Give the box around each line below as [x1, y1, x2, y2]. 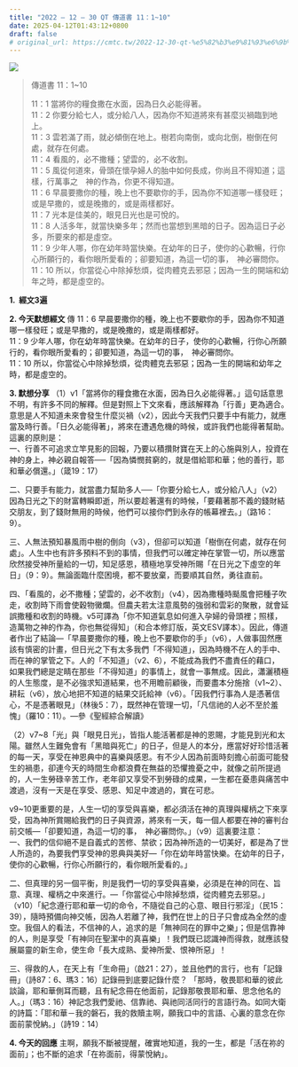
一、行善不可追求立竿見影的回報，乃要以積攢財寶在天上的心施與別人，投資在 [9, 443, 289, 454]
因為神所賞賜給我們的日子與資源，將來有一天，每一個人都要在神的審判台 [24, 815, 289, 826]
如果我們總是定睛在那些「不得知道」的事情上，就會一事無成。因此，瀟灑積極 [9, 666, 289, 677]
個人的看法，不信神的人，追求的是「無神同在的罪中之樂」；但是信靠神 [32, 922, 286, 933]
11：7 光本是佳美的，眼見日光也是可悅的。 [30, 209, 184, 220]
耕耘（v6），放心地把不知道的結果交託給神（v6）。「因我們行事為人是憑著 [9, 688, 273, 699]
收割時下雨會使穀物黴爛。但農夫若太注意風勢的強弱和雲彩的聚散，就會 [24, 600, 281, 610]
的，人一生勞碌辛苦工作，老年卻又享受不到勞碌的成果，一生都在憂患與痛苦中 [9, 773, 289, 785]
